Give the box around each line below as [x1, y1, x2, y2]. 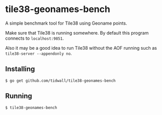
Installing [5, 65, 35, 73]
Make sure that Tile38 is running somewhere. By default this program [5, 30, 149, 36]
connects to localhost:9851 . [5, 35, 64, 41]
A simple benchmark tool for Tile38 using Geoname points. [5, 20, 127, 26]
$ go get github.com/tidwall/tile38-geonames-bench [5, 78, 116, 83]
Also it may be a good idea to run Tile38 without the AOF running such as [5, 45, 157, 51]
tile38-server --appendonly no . [5, 50, 72, 56]
